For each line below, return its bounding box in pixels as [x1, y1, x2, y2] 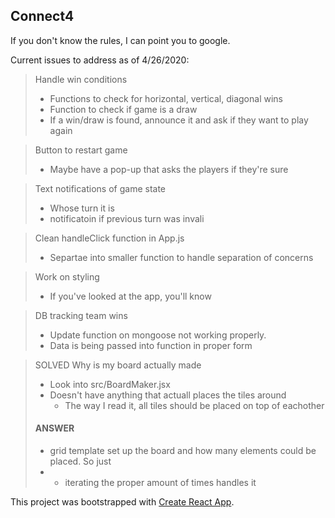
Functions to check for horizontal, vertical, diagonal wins [49, 92, 283, 104]
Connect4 [10, 8, 75, 25]
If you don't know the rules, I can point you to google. [10, 34, 231, 46]
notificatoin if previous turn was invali [49, 212, 205, 224]
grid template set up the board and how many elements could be [49, 445, 317, 457]
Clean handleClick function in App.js [34, 232, 185, 244]
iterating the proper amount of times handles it [64, 477, 257, 489]
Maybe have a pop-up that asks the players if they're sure [49, 163, 289, 175]
